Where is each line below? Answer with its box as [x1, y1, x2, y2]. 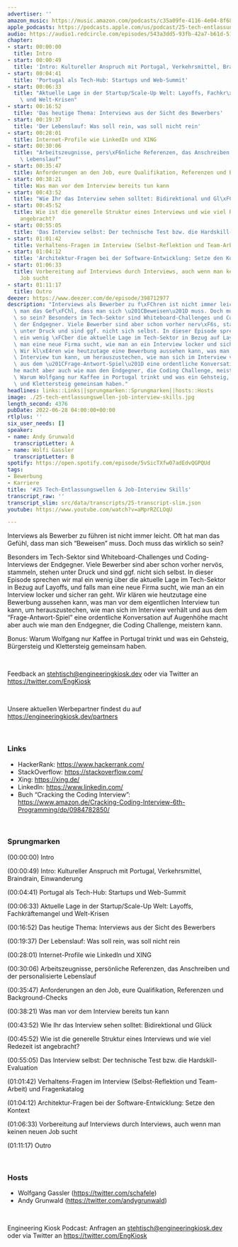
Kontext [7, 1106, 30, 1114]
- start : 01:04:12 [7, 248, 62, 256]
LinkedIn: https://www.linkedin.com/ [17, 782, 123, 791]
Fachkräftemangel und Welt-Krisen [7, 909, 110, 917]
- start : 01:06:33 [7, 261, 62, 269]
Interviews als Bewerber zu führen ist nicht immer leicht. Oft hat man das [7, 531, 220, 540]
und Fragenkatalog [28, 1084, 84, 1093]
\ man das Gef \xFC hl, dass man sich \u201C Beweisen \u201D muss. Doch [13, 308, 223, 315]
